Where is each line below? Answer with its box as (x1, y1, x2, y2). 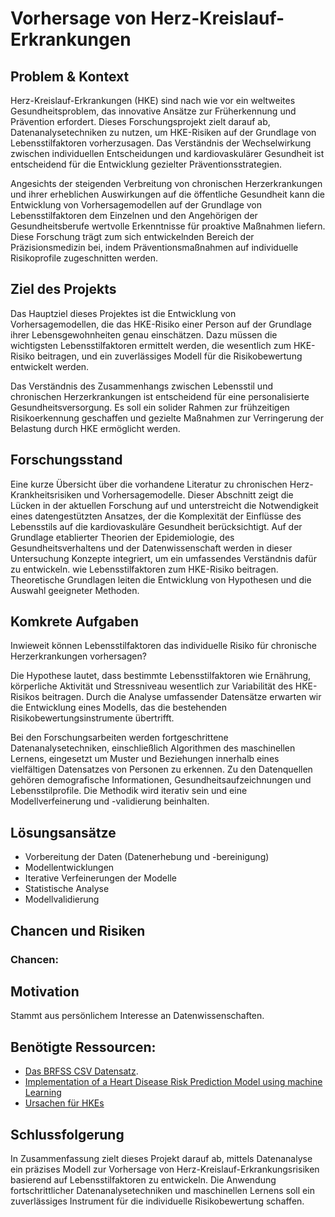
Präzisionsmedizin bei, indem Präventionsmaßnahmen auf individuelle (10, 242, 299, 253)
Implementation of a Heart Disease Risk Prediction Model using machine (24, 1076, 323, 1088)
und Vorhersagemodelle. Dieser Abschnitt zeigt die (83, 488, 294, 501)
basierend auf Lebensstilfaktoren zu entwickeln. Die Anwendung (10, 1174, 277, 1186)
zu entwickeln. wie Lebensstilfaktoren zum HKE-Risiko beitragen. (10, 563, 279, 575)
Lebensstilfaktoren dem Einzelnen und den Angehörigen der (10, 210, 258, 221)
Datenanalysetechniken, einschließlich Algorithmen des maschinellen (10, 742, 296, 754)
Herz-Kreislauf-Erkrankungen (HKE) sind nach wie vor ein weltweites (10, 95, 296, 106)
